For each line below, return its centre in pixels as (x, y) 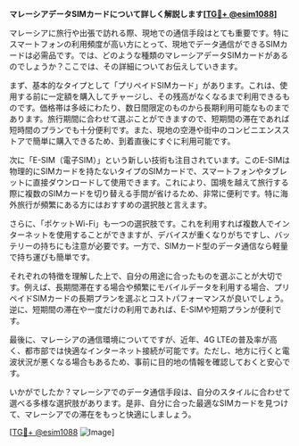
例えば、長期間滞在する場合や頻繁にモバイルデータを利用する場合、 (149, 287)
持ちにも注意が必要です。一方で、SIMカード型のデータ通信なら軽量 (164, 246)
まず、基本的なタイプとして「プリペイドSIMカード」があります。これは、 (145, 85)
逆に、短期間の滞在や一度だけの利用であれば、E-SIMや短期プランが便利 (141, 310)
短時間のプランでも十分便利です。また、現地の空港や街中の (118, 130)
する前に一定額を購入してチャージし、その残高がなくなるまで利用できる (149, 96)
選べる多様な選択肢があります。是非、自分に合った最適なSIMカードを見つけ (149, 403)
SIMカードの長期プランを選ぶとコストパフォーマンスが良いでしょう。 (160, 298)
